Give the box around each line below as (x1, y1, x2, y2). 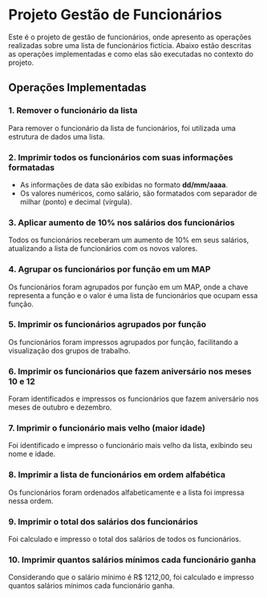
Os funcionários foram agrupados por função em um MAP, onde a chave (8, 282, 249, 292)
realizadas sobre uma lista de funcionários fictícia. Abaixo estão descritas (8, 40, 252, 50)
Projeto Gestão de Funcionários (8, 6, 223, 24)
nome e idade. (8, 449, 56, 459)
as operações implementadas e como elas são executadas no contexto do (8, 49, 254, 59)
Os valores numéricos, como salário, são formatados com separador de (19, 188, 257, 198)
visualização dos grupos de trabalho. (8, 345, 131, 355)
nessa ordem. (8, 495, 54, 506)
